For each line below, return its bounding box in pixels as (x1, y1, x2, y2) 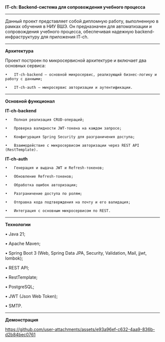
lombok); (5, 255, 24, 261)
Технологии (5, 222, 31, 227)
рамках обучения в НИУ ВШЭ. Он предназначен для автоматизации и (5, 24, 152, 29)
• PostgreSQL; (5, 284, 34, 289)
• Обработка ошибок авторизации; (5, 183, 78, 187)
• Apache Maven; (5, 240, 41, 246)
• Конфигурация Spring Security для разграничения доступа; (5, 134, 135, 139)
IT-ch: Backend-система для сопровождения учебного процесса (5, 4, 146, 10)
